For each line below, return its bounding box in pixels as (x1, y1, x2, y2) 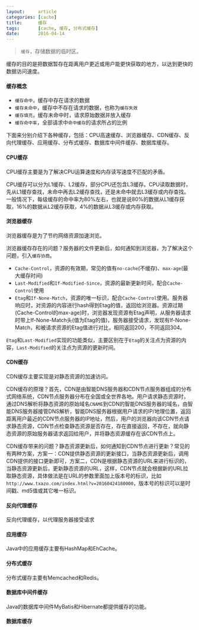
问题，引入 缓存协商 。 (6, 252, 55, 259)
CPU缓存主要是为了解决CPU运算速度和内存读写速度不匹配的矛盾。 (6, 168, 169, 175)
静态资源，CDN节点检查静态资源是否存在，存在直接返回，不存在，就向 (11, 422, 184, 429)
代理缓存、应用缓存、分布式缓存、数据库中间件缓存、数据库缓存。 (11, 139, 172, 146)
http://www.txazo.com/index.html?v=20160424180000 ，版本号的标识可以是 (6, 479, 185, 486)
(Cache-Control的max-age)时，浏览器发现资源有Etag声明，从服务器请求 (14, 309, 191, 316)
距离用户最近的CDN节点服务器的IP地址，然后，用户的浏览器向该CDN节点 (6, 415, 185, 422)
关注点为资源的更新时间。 (56, 343, 119, 351)
